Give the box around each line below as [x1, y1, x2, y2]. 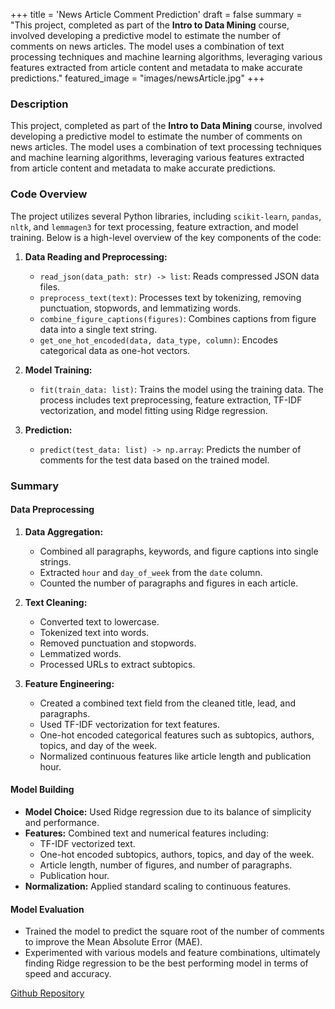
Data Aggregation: [24, 525, 104, 538]
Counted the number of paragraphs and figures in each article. [39, 577, 299, 589]
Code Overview [10, 187, 88, 201]
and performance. [24, 816, 100, 828]
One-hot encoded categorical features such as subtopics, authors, [39, 729, 315, 741]
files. [39, 280, 61, 293]
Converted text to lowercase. [39, 615, 160, 628]
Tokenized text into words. [39, 626, 150, 638]
